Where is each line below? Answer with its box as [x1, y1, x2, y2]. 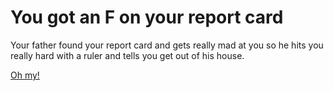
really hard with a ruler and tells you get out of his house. [10, 49, 245, 61]
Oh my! [10, 69, 40, 81]
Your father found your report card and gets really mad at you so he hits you [10, 39, 324, 51]
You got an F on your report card [10, 6, 284, 29]
